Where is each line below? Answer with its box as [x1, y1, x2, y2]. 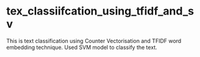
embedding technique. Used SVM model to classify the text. [6, 44, 157, 51]
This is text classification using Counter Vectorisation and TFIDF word [6, 37, 182, 44]
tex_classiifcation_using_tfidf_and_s [6, 4, 194, 18]
